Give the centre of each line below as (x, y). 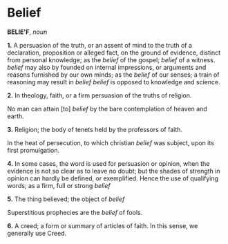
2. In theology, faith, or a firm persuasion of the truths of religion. (99, 95)
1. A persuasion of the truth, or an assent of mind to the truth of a (99, 45)
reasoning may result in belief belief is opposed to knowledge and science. (114, 82)
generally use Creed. (37, 233)
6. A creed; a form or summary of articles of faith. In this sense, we (103, 225)
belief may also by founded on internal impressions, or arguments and (107, 67)
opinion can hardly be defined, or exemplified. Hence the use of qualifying (113, 178)
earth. (16, 116)
